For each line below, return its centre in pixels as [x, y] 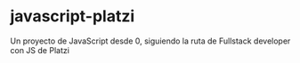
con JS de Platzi [40, 50]
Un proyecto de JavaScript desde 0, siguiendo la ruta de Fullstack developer [150, 41]
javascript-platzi [73, 16]
